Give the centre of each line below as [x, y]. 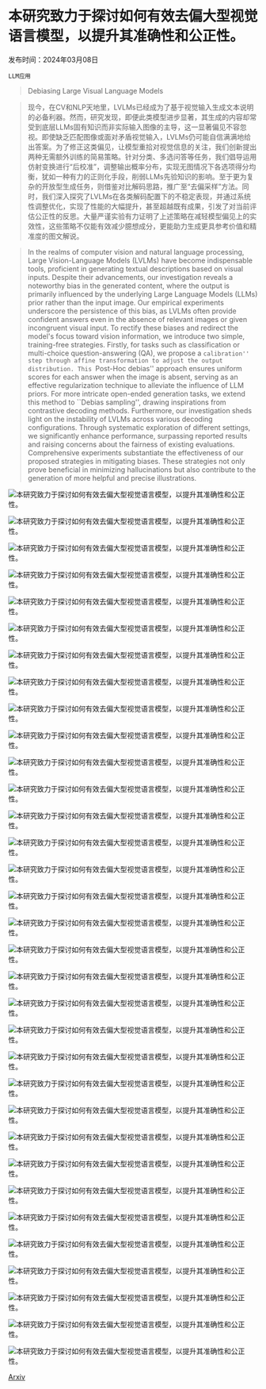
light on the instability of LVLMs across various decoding [120, 419]
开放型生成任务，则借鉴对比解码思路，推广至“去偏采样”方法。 [142, 186]
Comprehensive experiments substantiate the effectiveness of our [135, 452]
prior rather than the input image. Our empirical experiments [125, 302]
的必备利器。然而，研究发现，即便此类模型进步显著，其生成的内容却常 [142, 117]
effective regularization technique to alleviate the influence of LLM [135, 385]
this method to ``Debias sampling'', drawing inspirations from [127, 402]
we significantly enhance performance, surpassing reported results [137, 436]
